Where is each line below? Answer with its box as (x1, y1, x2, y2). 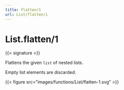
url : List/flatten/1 (5, 12, 48, 17)
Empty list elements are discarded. (5, 69, 76, 75)
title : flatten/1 (5, 7, 41, 12)
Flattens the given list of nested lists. (5, 59, 84, 65)
